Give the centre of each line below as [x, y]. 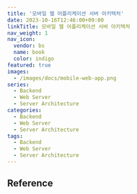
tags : [15, 136]
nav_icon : [22, 39]
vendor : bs [29, 46]
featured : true [29, 65]
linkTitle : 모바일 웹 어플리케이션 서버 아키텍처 [69, 26]
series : [18, 85]
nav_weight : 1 [28, 33]
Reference [30, 183]
